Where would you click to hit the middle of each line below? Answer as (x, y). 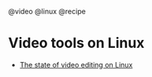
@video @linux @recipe (47, 11)
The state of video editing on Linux (76, 64)
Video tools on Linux (76, 43)
